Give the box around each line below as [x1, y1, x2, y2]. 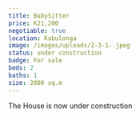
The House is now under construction [8, 101, 133, 111]
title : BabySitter [8, 11, 70, 20]
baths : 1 [8, 71, 38, 79]
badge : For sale [8, 57, 62, 65]
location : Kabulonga [8, 34, 78, 42]
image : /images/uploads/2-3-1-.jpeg [8, 42, 130, 50]
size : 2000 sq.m [8, 79, 62, 87]
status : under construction [8, 49, 102, 57]
